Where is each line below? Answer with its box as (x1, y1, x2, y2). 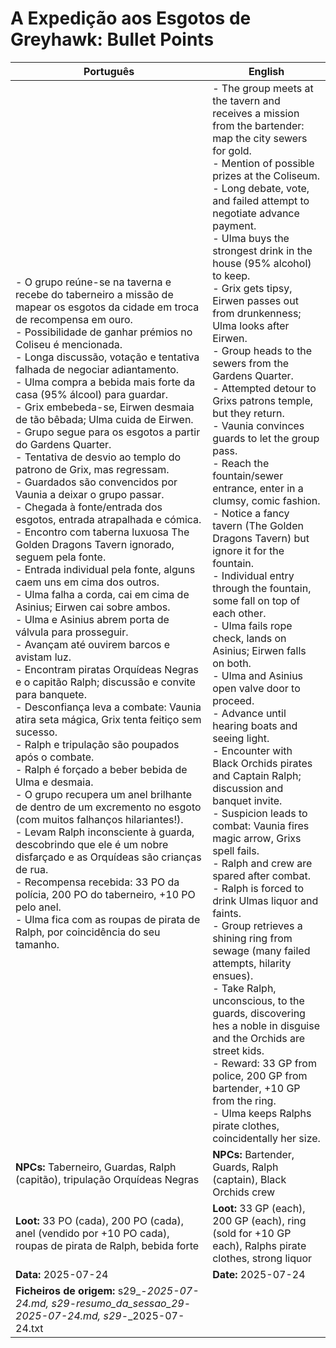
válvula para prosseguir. (15, 625, 129, 639)
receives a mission (212, 106, 300, 120)
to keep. (212, 268, 251, 282)
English (248, 64, 285, 78)
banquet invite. (212, 793, 283, 807)
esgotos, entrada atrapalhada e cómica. (15, 512, 202, 526)
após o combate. (15, 750, 95, 764)
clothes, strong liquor (212, 1251, 313, 1265)
